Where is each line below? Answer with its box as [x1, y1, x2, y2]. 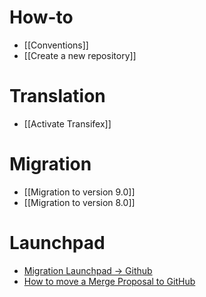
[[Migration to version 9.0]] [23, 186, 136, 198]
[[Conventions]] [23, 39, 89, 51]
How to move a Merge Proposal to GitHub [23, 275, 196, 287]
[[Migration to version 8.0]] [23, 196, 136, 208]
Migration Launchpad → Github [23, 264, 153, 276]
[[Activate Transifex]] [23, 117, 112, 130]
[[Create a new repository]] [23, 49, 137, 61]
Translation [9, 85, 106, 108]
